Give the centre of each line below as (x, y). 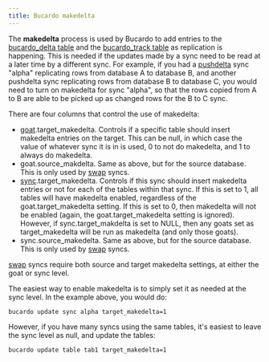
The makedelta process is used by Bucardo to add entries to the (115, 39)
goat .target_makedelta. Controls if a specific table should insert (125, 129)
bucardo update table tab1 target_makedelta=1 (88, 350)
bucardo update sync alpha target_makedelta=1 (88, 311)
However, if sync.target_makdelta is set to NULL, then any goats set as (137, 223)
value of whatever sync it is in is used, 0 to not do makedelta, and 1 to (135, 146)
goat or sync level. (39, 273)
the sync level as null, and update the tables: (82, 335)
